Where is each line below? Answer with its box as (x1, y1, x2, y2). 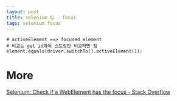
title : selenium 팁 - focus (6, 15, 76, 21)
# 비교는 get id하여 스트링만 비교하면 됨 (6, 43, 98, 49)
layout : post (6, 8, 40, 15)
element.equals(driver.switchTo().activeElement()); (6, 48, 143, 54)
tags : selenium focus (6, 20, 61, 26)
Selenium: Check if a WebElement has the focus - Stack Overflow (6, 88, 171, 96)
